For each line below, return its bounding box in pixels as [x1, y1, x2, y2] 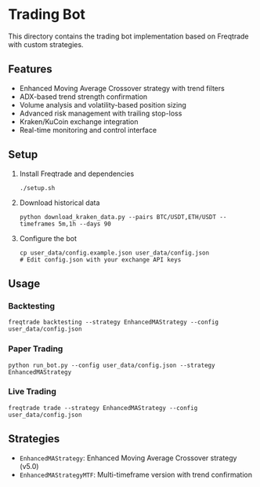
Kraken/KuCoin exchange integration [19, 116, 139, 126]
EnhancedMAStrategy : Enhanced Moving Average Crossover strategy [19, 453, 237, 463]
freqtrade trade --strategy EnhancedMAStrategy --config [8, 404, 198, 412]
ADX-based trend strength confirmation [19, 92, 148, 101]
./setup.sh [19, 184, 56, 192]
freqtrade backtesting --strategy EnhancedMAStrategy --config [8, 318, 219, 327]
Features [8, 63, 52, 76]
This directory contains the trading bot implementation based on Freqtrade [8, 31, 249, 41]
